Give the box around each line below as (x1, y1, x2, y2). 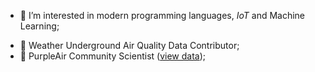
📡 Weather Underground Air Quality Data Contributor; (19, 40, 240, 51)
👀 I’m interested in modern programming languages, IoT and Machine (19, 10, 306, 21)
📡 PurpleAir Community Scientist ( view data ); (19, 50, 207, 62)
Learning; (19, 20, 60, 32)
